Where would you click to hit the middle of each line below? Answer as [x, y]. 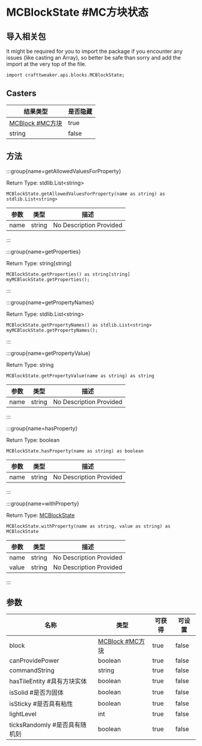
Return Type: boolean [33, 440]
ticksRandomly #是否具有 [45, 725]
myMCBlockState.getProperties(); [48, 279]
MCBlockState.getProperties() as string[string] [68, 274]
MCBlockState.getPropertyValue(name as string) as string [80, 376]
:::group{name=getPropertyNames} [50, 302]
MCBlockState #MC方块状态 [78, 12]
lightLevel [23, 714]
